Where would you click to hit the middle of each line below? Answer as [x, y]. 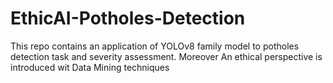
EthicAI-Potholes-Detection [128, 18]
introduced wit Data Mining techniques [90, 67]
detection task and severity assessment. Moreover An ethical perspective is [166, 56]
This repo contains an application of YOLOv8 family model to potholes [155, 46]
